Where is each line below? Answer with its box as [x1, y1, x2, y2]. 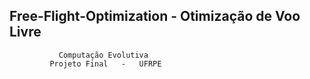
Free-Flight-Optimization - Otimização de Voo [9, 8, 301, 25]
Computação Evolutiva [58, 50, 149, 60]
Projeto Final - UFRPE [49, 59, 162, 69]
